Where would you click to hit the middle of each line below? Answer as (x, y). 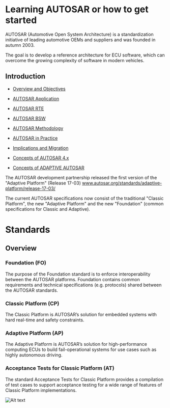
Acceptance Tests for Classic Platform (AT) (60, 368)
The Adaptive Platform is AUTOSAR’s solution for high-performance (76, 344)
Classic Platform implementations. (41, 390)
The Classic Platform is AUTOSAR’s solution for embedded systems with (81, 314)
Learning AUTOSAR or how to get (77, 9)
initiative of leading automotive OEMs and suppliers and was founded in (80, 40)
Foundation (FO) (26, 263)
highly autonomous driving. (34, 355)
